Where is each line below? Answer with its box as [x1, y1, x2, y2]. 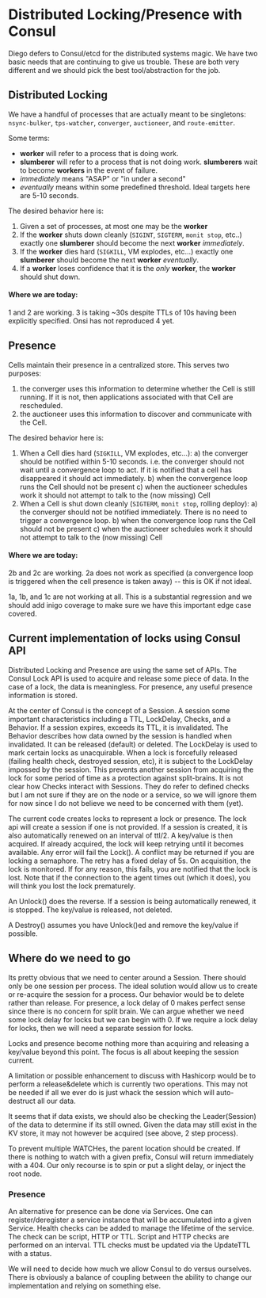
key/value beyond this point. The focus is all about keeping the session [8, 1047, 239, 1056]
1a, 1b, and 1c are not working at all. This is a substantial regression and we [8, 592, 253, 601]
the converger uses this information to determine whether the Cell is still [19, 384, 256, 393]
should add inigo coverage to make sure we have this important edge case [8, 600, 252, 609]
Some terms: [8, 133, 50, 143]
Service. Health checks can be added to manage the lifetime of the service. [8, 1223, 255, 1233]
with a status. [8, 1248, 52, 1258]
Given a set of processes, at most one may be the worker [19, 221, 208, 231]
